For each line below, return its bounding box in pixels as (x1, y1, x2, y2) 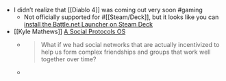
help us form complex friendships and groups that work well (40, 48, 211, 56)
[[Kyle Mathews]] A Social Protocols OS (13, 27, 126, 35)
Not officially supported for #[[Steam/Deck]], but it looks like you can (23, 13, 219, 21)
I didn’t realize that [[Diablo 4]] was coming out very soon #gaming (13, 6, 203, 14)
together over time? (40, 55, 97, 63)
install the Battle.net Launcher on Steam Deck (23, 20, 153, 28)
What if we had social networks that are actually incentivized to (40, 41, 220, 48)
